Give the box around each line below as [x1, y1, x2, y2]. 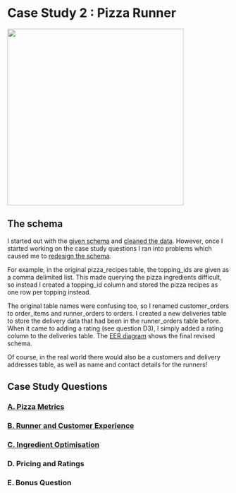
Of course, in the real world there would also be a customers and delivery [7, 352, 221, 361]
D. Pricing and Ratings [7, 458, 85, 468]
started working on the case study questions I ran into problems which [7, 244, 213, 252]
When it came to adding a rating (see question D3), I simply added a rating [7, 323, 223, 333]
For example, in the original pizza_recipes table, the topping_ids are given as [7, 265, 230, 273]
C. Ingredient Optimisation [7, 439, 100, 449]
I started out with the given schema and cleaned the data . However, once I [7, 237, 223, 245]
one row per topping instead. [7, 287, 92, 296]
